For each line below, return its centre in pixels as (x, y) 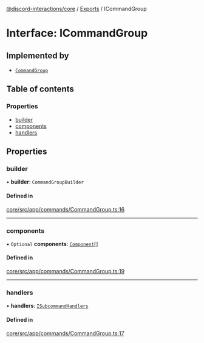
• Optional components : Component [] (52, 244)
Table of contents (40, 89)
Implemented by (38, 55)
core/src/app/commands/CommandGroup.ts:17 (65, 333)
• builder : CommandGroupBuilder (45, 182)
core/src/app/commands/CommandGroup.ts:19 (66, 271)
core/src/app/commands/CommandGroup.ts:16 (66, 209)
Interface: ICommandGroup (77, 33)
